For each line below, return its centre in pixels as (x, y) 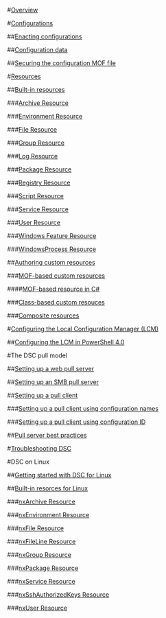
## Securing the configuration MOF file (62, 63)
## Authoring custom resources (51, 262)
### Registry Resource (39, 182)
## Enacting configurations (45, 36)
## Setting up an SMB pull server (53, 382)
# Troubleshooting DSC (39, 448)
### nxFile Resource (35, 528)
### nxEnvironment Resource (48, 515)
